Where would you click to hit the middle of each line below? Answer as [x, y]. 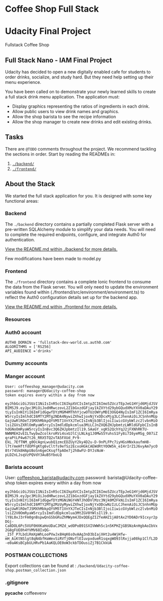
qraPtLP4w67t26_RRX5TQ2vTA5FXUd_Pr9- [43, 438]
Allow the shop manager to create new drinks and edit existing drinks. [82, 122]
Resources [18, 319]
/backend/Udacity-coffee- [103, 566]
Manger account [25, 376]
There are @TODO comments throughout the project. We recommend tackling [81, 149]
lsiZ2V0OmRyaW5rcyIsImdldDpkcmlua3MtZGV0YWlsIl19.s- [60, 513]
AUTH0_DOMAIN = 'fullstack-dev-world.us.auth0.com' [58, 343]
